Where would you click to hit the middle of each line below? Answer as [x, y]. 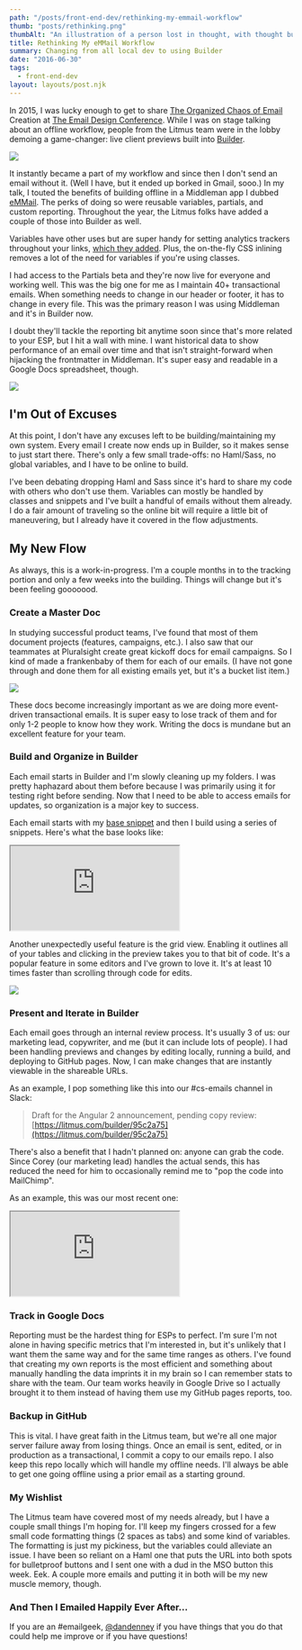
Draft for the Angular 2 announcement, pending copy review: [144, 1115]
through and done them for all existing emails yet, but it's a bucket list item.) [150, 671]
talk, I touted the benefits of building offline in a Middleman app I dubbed [144, 192]
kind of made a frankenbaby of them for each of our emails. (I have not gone [151, 661]
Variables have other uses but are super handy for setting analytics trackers [150, 239]
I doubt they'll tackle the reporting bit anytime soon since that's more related [151, 330]
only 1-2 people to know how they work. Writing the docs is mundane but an [150, 724]
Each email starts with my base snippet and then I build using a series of [143, 822]
